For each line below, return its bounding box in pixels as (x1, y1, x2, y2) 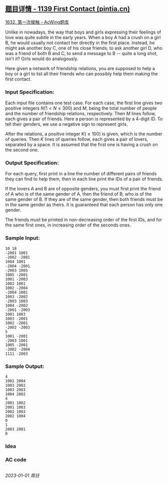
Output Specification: (5, 159, 59, 166)
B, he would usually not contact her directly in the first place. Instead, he (5, 40, 155, 46)
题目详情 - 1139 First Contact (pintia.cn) (5, 5, 130, 14)
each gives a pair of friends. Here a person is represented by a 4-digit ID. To (5, 116, 163, 122)
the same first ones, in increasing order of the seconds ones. (5, 222, 131, 228)
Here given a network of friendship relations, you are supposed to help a (5, 65, 155, 71)
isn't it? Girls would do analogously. (5, 56, 79, 62)
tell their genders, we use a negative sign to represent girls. (5, 121, 128, 127)
